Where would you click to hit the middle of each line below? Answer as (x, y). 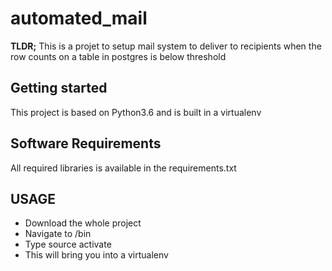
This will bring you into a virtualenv (96, 255)
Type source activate (68, 244)
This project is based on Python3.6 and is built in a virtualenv (136, 112)
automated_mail (79, 18)
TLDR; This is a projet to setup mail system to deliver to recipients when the (166, 46)
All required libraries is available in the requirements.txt (123, 168)
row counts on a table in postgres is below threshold (118, 56)
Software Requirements (86, 143)
